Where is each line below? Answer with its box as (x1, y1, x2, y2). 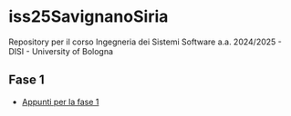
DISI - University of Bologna (8, 45, 114, 56)
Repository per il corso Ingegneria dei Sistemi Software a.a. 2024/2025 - (8, 36, 282, 47)
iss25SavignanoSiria (8, 6, 169, 27)
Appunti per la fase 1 (21, 96, 99, 107)
